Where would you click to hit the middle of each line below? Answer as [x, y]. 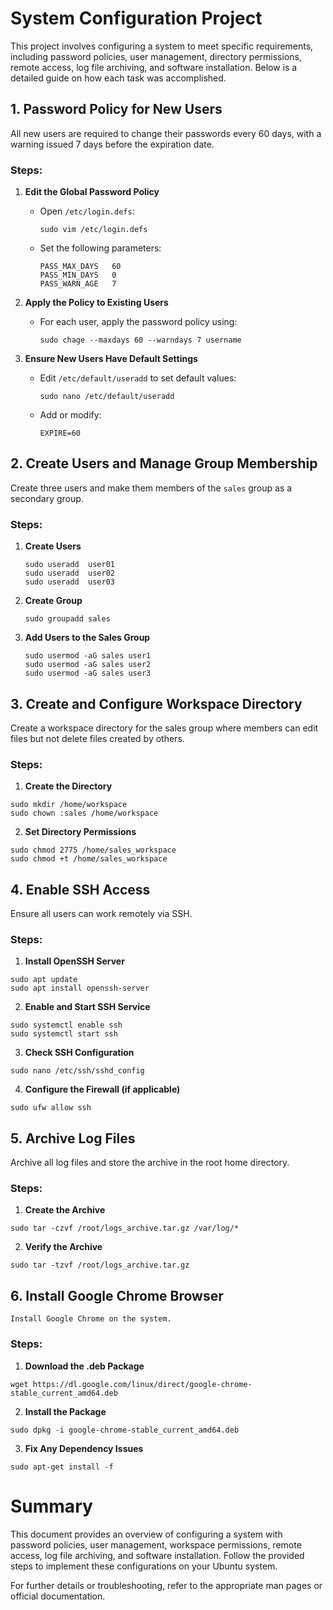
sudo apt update [44, 980]
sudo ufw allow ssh [51, 1108]
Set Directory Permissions [80, 832]
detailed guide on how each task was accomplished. [118, 78]
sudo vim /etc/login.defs [93, 230]
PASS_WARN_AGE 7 [78, 284]
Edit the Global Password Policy [92, 192]
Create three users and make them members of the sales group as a [151, 488]
